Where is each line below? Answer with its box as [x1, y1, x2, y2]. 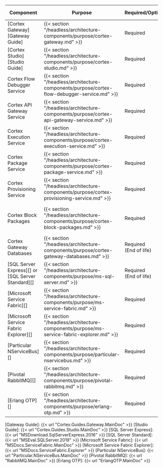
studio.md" [43, 65, 69, 71]
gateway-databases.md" [43, 253, 101, 260]
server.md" [43, 279, 69, 285]
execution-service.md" [43, 143, 97, 149]
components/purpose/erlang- [43, 403, 113, 410]
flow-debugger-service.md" [43, 91, 110, 97]
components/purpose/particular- [43, 351, 120, 358]
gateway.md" [43, 39, 74, 45]
